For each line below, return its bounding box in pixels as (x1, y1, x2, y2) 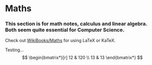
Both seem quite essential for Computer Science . (5, 26, 125, 33)
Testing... (5, 47, 24, 53)
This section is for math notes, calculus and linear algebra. (5, 21, 148, 27)
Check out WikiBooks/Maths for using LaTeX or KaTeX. (5, 38, 116, 43)
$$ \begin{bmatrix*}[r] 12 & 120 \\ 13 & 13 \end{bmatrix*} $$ (22, 55, 143, 61)
